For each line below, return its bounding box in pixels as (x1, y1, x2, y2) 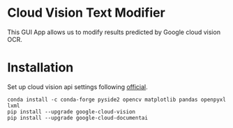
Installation (7, 60, 74, 76)
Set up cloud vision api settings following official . (7, 82, 148, 91)
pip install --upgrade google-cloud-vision (7, 108, 136, 115)
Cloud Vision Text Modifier (7, 5, 165, 21)
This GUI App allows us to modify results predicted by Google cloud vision (7, 28, 221, 36)
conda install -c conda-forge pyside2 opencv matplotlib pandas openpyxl (7, 96, 227, 103)
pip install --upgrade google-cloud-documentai (7, 114, 149, 121)
